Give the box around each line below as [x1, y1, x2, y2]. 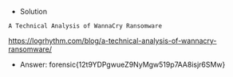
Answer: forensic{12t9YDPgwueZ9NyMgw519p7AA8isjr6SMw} [19, 60, 226, 69]
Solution [19, 7, 48, 16]
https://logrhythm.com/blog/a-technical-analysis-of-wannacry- [8, 36, 217, 45]
